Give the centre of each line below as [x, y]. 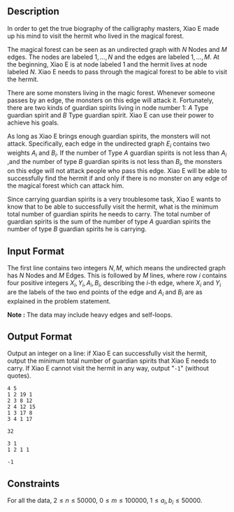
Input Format [36, 251]
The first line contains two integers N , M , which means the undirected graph [116, 268]
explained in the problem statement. [59, 301]
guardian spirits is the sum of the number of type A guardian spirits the [109, 222]
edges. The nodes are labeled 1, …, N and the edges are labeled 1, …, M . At [114, 57]
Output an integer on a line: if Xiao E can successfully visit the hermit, [107, 354]
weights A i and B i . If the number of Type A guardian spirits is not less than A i [117, 153]
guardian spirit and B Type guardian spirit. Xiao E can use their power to [111, 115]
